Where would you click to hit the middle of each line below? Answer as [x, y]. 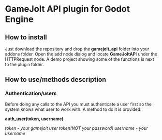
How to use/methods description [56, 79]
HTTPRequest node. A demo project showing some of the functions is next [80, 59]
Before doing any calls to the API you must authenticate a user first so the [78, 104]
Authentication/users [31, 93]
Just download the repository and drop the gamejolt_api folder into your [77, 49]
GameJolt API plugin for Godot [67, 9]
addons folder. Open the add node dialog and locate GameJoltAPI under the [81, 54]
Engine [19, 19]
